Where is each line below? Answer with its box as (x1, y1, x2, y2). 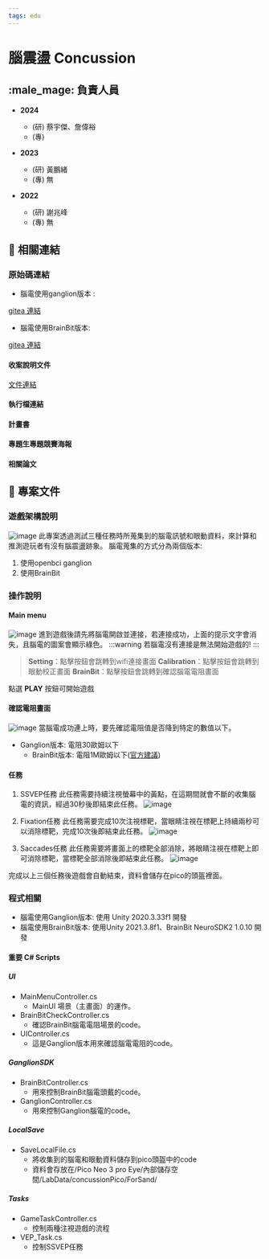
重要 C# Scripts (8, 953, 60, 962)
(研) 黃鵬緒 (31, 164, 68, 174)
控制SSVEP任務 (31, 1241, 84, 1251)
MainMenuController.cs (19, 991, 98, 1001)
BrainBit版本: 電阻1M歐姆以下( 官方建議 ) (31, 749, 161, 760)
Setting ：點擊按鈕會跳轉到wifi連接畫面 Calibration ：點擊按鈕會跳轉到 (27, 656, 259, 666)
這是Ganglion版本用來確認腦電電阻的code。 (31, 1038, 177, 1048)
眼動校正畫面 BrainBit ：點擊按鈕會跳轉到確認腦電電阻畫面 (27, 666, 219, 676)
